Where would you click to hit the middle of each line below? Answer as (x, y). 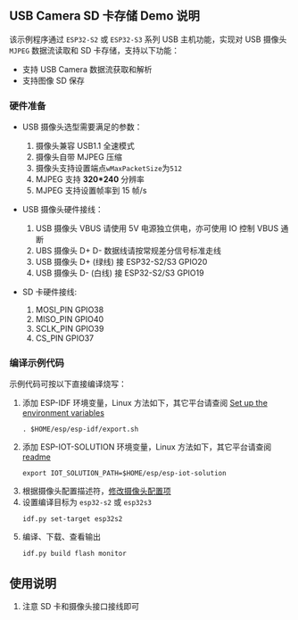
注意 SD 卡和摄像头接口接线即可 (81, 607)
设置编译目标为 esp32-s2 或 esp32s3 (87, 502)
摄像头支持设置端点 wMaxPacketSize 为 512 (109, 169)
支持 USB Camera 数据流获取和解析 (87, 69)
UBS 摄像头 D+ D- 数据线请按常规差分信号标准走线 (128, 251)
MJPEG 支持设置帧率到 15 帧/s (91, 191)
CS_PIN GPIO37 (65, 338)
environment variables (63, 413)
